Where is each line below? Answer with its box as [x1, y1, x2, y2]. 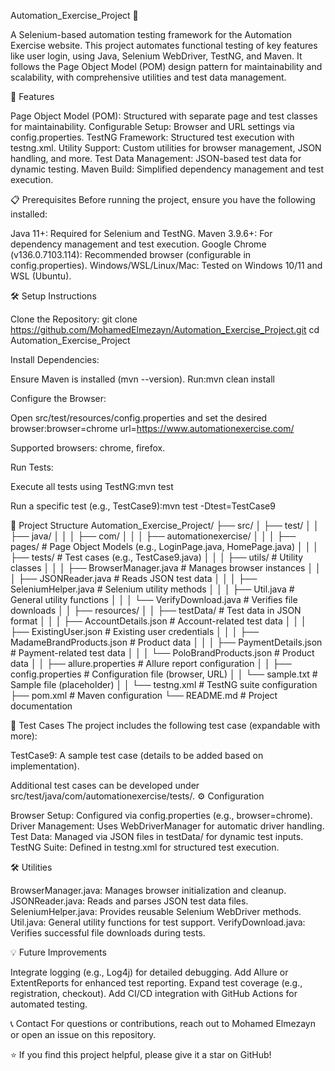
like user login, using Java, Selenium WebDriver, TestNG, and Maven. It [10, 50, 303, 62]
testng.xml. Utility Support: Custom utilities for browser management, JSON [10, 142, 322, 154]
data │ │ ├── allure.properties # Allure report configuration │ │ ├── [10, 658, 292, 669]
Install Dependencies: [10, 354, 100, 365]
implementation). [10, 760, 80, 772]
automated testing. [10, 998, 88, 1010]
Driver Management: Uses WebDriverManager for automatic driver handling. [10, 820, 325, 832]
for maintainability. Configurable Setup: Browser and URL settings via [10, 121, 295, 132]
